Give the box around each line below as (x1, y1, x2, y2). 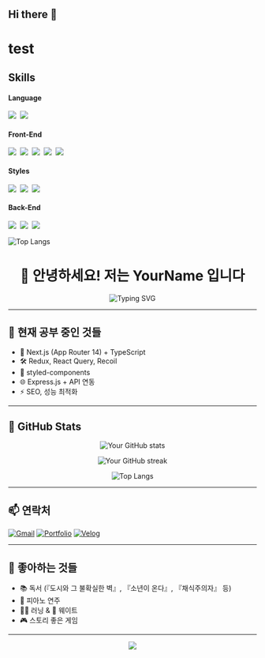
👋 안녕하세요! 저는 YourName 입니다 (20, 266, 245, 284)
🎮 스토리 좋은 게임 (19, 615, 79, 625)
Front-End (8, 130, 43, 139)
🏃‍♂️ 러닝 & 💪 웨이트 (19, 605, 78, 615)
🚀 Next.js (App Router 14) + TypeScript (19, 347, 146, 356)
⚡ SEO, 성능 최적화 (19, 386, 78, 396)
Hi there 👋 (8, 8, 58, 21)
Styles (8, 166, 30, 175)
